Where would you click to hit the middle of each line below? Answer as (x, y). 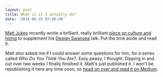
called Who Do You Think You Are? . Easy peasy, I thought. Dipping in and (80, 59)
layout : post (19, 10)
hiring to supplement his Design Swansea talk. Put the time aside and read (81, 38)
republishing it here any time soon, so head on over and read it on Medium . (82, 69)
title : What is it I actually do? (41, 14)
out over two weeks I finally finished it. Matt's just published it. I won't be (79, 64)
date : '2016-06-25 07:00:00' (35, 19)
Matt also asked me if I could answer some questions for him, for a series (80, 53)
